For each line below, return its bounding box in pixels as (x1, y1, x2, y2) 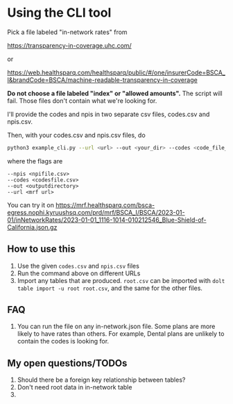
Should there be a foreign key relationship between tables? (17, 375, 186, 384)
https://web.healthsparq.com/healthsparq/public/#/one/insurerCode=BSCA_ (7, 68, 225, 76)
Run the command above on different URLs (17, 269, 141, 277)
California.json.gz (7, 223, 58, 231)
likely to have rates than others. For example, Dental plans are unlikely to (17, 330, 225, 338)
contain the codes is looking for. (17, 337, 110, 346)
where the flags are (7, 156, 63, 165)
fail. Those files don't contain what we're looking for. (7, 96, 157, 105)
